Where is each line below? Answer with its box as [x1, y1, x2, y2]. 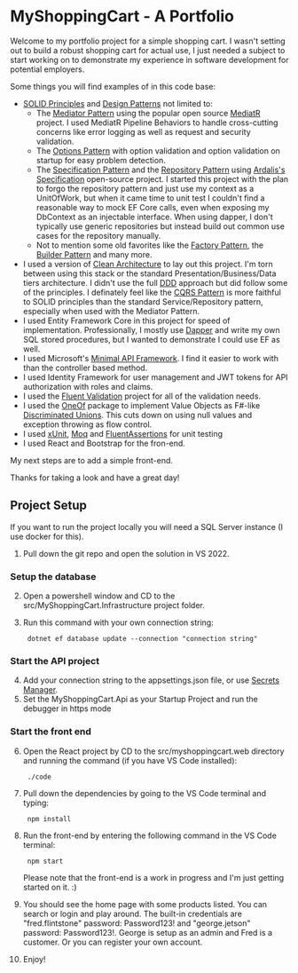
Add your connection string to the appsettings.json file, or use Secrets [22, 675, 280, 685]
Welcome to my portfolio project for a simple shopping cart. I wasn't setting [10, 36, 286, 46]
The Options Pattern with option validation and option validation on [35, 145, 280, 156]
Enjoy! [22, 953, 46, 964]
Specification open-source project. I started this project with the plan [35, 173, 289, 184]
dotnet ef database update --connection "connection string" [27, 635, 258, 644]
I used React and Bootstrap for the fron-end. [22, 438, 185, 448]
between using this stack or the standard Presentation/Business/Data [22, 268, 277, 279]
